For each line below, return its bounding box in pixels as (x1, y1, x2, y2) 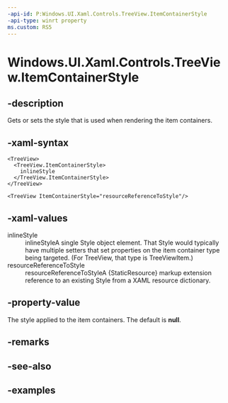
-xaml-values (7, 212, 68, 224)
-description (7, 97, 64, 109)
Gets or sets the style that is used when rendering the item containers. (7, 116, 212, 125)
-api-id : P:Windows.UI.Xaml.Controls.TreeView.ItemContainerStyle (7, 10, 207, 18)
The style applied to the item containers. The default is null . (7, 315, 182, 324)
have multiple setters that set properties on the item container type (25, 246, 220, 254)
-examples (7, 384, 56, 396)
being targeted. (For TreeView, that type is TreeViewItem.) (25, 253, 193, 262)
